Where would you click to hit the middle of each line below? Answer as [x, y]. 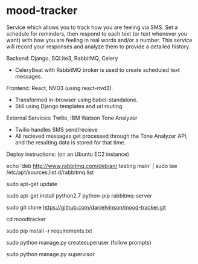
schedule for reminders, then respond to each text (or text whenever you [97, 33]
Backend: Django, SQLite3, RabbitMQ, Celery [62, 58]
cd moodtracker [26, 219]
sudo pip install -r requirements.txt [49, 231]
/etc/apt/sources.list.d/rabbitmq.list [50, 172]
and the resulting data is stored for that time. [70, 142]
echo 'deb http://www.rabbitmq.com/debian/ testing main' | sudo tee [92, 166]
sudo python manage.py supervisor [50, 254]
